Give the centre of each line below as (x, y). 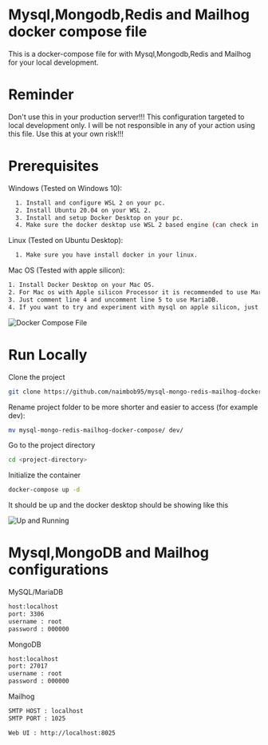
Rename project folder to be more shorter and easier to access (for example (133, 407)
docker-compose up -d (44, 490)
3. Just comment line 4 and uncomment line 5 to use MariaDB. (114, 300)
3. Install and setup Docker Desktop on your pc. (99, 217)
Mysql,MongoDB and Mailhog (109, 553)
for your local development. (53, 62)
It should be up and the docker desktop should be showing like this (118, 505)
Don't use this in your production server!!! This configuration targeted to (126, 117)
